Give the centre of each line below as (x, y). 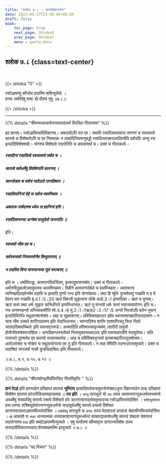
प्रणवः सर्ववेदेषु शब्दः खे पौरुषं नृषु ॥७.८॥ (36, 99)
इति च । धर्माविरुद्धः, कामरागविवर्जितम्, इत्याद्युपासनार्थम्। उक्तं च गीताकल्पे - (64, 282)
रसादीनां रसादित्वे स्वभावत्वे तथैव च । (33, 155)
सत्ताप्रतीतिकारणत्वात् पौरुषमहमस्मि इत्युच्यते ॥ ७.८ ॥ (46, 428)
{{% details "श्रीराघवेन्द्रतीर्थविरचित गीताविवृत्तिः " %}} (49, 379)
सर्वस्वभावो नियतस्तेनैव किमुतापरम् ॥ (33, 257)
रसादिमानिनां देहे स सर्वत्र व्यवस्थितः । (33, 194)
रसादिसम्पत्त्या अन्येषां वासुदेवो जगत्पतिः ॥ (36, 220)
